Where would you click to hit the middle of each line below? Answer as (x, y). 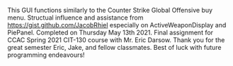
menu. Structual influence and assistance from (75, 18)
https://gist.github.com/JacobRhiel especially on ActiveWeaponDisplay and (117, 25)
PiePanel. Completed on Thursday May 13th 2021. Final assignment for (110, 32)
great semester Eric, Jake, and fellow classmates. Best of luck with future (114, 47)
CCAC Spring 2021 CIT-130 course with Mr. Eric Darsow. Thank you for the (116, 40)
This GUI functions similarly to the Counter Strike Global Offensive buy (110, 10)
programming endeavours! (46, 55)
